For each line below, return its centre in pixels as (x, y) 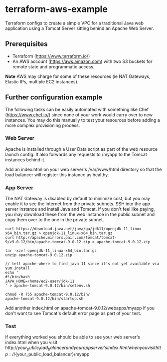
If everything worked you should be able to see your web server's (73, 337)
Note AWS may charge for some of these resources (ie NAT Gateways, (78, 76)
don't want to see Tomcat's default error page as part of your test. (73, 314)
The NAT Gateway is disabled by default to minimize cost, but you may (78, 199)
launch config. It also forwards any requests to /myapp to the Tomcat (76, 154)
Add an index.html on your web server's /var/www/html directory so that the (83, 169)
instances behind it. (25, 160)
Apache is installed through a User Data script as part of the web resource (82, 149)
